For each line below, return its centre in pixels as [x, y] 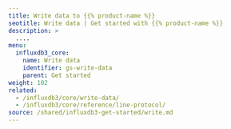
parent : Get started [57, 75]
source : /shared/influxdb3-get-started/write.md [91, 113]
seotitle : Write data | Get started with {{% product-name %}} [116, 23]
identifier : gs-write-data [68, 68]
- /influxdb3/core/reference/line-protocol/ [91, 105]
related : [23, 90]
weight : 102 [28, 83]
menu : [17, 46]
